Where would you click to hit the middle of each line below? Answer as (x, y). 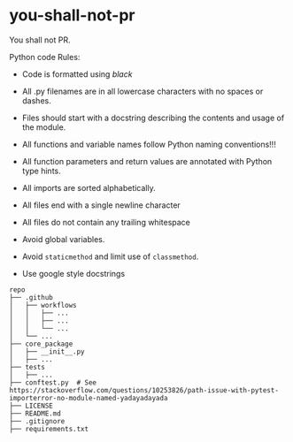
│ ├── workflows (43, 305)
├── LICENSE (31, 406)
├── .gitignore (37, 421)
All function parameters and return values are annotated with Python (147, 161)
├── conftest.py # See (53, 382)
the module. (44, 127)
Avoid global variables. (63, 239)
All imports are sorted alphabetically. (89, 187)
